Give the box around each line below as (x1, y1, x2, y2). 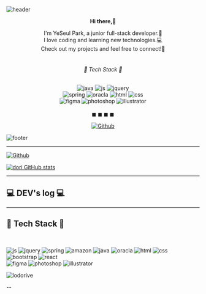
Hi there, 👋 (90, 18, 116, 24)
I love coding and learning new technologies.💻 (44, 37, 162, 43)
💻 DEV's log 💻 (6, 188, 66, 198)
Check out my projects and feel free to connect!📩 (40, 45, 166, 52)
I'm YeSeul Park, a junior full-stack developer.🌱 (44, 29, 162, 37)
